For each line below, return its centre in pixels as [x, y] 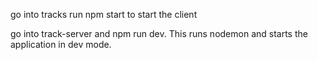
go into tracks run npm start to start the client [104, 14]
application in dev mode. [61, 44]
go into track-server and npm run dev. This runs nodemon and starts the [159, 33]
